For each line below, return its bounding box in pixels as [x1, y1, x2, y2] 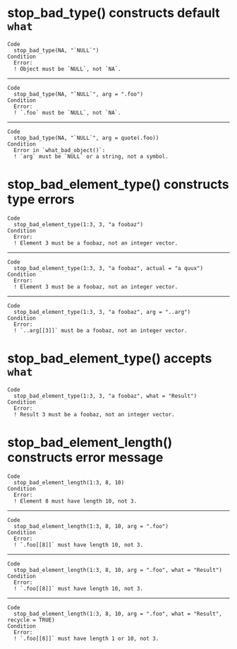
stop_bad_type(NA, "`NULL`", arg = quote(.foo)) [13, 134, 159, 141]
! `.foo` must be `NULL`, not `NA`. [13, 109, 121, 116]
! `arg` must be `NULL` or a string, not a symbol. [13, 153, 169, 160]
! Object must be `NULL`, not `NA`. [13, 65, 121, 72]
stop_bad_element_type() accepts [7, 351, 212, 367]
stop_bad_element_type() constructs [7, 177, 229, 192]
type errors [7, 192, 75, 208]
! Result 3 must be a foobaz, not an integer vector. [13, 411, 175, 418]
